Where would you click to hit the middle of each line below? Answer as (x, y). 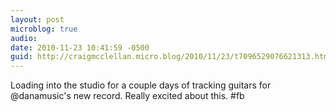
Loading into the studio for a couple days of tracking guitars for (141, 85)
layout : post (37, 19)
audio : (24, 38)
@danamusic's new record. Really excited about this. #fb (127, 96)
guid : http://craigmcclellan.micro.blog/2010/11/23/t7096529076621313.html (171, 57)
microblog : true (44, 29)
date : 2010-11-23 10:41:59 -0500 (80, 47)
